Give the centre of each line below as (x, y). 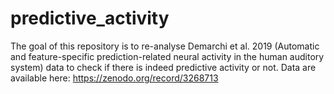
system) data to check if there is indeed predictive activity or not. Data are (163, 67)
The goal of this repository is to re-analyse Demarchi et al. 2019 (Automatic (165, 46)
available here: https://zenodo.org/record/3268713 (114, 78)
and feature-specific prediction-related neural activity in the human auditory (167, 56)
